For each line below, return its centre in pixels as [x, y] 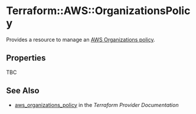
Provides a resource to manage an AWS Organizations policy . [81, 39]
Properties [26, 58]
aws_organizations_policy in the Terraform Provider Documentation [97, 105]
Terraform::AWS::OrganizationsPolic [98, 11]
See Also [23, 91]
